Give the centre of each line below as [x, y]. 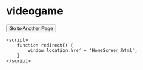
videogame [35, 11]
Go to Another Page [31, 28]
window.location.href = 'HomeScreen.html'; [83, 50]
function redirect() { [45, 45]
